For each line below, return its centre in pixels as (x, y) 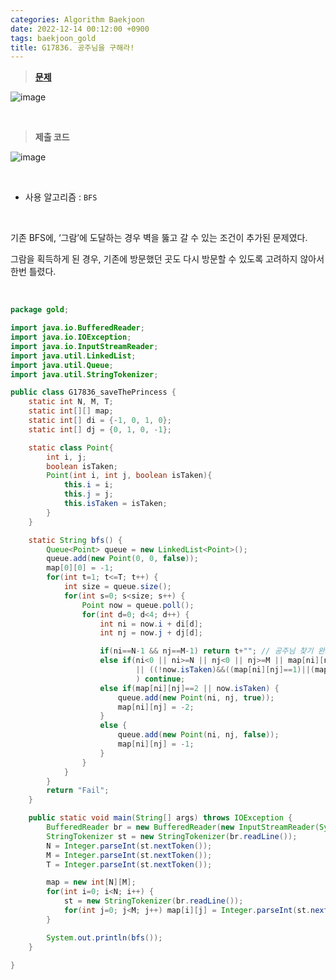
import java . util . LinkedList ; (73, 356)
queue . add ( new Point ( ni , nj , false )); (198, 735)
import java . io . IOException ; (71, 337)
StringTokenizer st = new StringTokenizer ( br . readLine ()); (172, 836)
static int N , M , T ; (71, 402)
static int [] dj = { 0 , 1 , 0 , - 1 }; (100, 429)
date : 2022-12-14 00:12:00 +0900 (80, 29)
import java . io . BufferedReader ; (77, 328)
